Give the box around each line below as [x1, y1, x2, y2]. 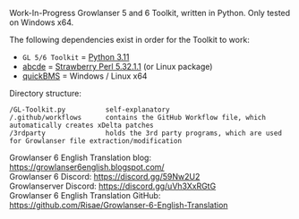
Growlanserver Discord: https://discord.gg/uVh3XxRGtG [9, 181, 217, 191]
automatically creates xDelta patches [9, 121, 154, 130]
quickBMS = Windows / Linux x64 [21, 71, 148, 81]
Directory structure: [9, 88, 82, 98]
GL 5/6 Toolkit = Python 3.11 [21, 52, 130, 62]
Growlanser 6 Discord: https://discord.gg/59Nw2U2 [9, 172, 201, 181]
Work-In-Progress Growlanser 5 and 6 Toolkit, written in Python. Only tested [9, 8, 291, 18]
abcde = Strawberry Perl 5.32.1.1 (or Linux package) [21, 62, 213, 72]
